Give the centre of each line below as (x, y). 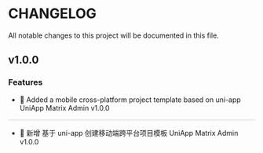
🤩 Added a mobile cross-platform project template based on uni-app (130, 100)
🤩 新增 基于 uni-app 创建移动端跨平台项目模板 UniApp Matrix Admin (129, 133)
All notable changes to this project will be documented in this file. (114, 35)
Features (26, 82)
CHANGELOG (52, 14)
